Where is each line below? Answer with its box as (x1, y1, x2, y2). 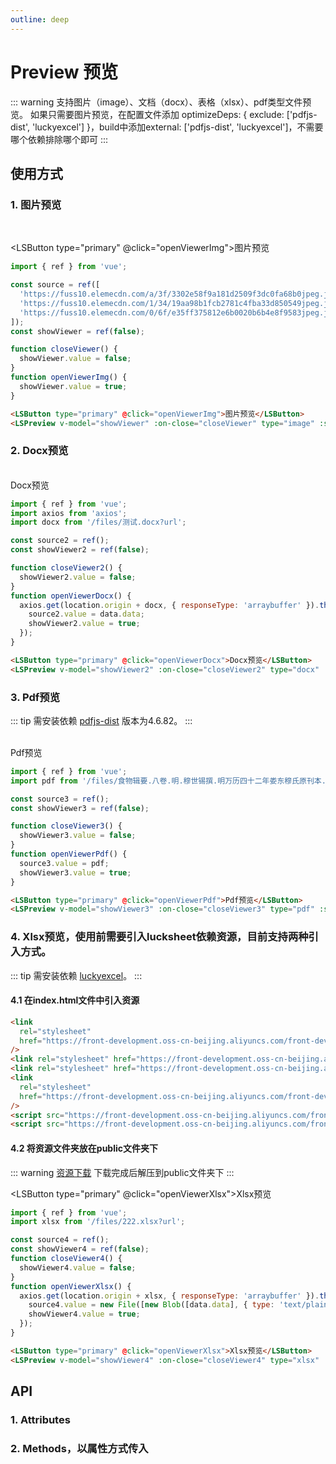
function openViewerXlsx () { (10, 1281, 132, 1291)
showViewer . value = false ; (19, 354, 132, 364)
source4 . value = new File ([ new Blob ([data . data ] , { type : (28, 1300, 275, 1310)
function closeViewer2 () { (10, 563, 123, 573)
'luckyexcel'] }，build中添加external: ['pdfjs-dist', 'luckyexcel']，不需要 (31, 121, 324, 133)
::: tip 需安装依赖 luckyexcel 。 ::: (10, 969, 143, 981)
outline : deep (10, 14, 70, 25)
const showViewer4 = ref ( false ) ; (10, 1244, 150, 1255)
